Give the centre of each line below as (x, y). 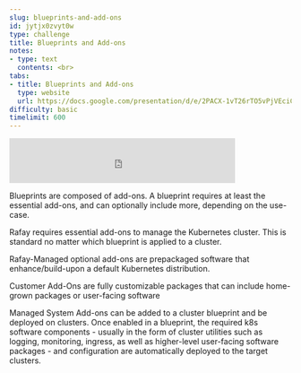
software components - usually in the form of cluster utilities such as (136, 332)
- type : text (34, 59)
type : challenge (39, 34)
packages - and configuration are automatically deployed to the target (139, 351)
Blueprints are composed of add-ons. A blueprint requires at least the (138, 196)
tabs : (19, 76)
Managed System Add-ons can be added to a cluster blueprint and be (138, 313)
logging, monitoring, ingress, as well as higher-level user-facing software (144, 342)
